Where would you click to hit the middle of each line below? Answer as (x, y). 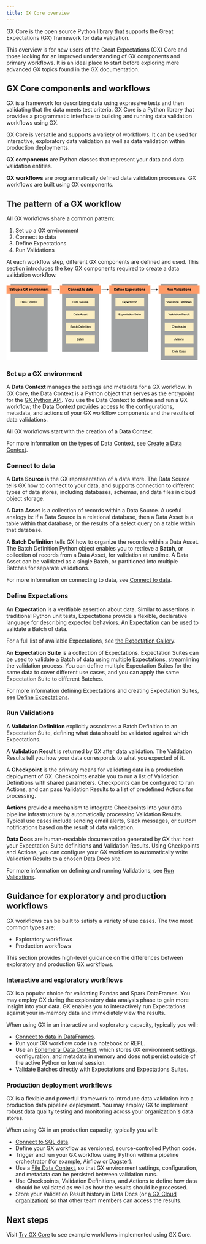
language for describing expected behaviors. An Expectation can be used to (103, 622)
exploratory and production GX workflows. (60, 964)
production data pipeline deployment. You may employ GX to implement (97, 1105)
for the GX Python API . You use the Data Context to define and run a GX (97, 400)
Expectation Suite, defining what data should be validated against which (97, 733)
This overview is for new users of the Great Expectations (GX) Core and (97, 50)
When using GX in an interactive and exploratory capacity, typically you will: (102, 1024)
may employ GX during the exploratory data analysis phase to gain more (97, 1000)
